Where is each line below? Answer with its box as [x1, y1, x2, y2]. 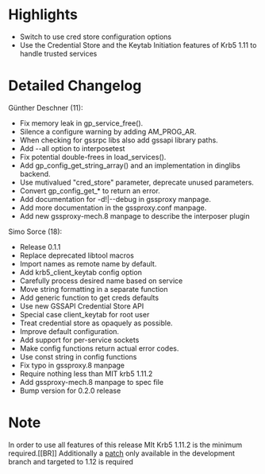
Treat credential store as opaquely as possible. [19, 318, 173, 328]
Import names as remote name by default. [19, 258, 157, 268]
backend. [19, 169, 51, 178]
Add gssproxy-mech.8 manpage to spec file [19, 377, 164, 387]
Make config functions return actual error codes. [19, 344, 179, 353]
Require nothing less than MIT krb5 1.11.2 [19, 368, 153, 379]
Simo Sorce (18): [8, 227, 63, 236]
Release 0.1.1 [19, 242, 61, 251]
